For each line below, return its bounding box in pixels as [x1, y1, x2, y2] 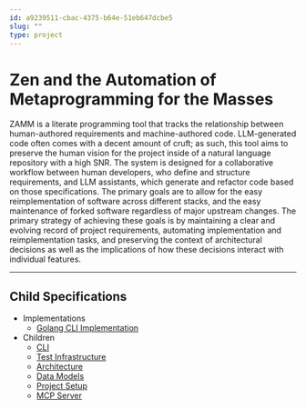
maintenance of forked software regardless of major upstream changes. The [9, 205, 297, 216]
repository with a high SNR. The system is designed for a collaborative [9, 157, 274, 168]
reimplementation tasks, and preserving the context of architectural [9, 234, 262, 245]
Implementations [22, 313, 87, 324]
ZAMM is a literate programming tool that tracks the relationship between [9, 119, 284, 130]
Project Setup [36, 381, 88, 392]
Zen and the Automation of [9, 69, 217, 90]
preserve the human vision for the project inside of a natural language [9, 147, 271, 159]
